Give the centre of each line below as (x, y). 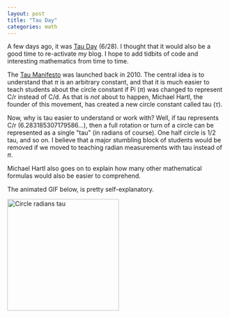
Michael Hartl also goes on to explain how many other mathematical (105, 169)
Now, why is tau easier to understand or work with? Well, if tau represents (113, 118)
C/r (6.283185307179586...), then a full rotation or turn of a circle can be (111, 126)
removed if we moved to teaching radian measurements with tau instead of (115, 148)
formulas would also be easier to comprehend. (74, 176)
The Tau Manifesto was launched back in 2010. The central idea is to (106, 75)
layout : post (26, 14)
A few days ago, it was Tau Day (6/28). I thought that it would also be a (109, 47)
